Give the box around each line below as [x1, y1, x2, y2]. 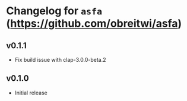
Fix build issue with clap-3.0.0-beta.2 [14, 56, 106, 63]
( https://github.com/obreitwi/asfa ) [6, 17, 182, 30]
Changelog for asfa [6, 4, 103, 18]
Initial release [14, 89, 47, 96]
